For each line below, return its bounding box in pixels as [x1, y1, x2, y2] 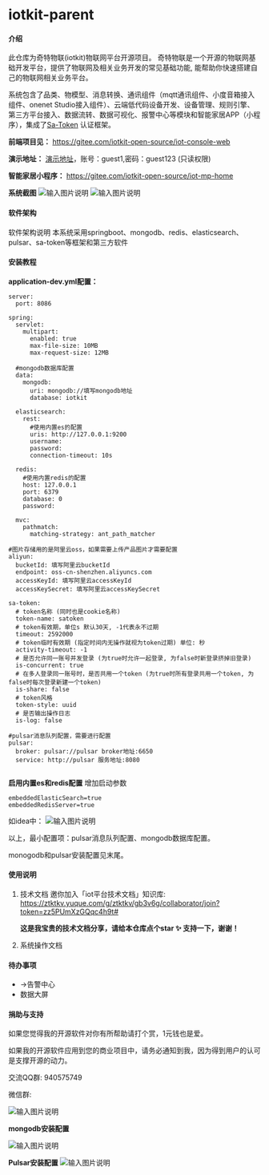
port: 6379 [22, 487, 59, 496]
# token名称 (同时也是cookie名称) [15, 608, 121, 616]
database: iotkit [29, 394, 88, 402]
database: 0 [22, 495, 62, 503]
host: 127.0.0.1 [22, 481, 78, 489]
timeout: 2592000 [15, 630, 74, 638]
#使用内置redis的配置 [22, 474, 86, 482]
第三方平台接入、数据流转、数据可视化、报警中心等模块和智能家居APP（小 [8, 110, 254, 119]
